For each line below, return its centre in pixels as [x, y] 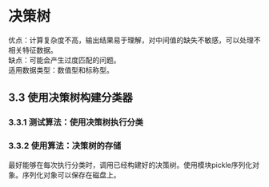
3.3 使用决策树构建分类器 [71, 98]
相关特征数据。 [33, 50]
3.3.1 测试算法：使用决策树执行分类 [76, 122]
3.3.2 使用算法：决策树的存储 [65, 146]
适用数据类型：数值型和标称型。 [61, 70]
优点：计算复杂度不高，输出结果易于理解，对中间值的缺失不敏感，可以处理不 [134, 40]
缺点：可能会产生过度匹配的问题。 [64, 60]
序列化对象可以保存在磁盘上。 [71, 175]
